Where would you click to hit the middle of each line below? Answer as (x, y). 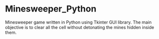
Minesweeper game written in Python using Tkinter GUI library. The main (78, 22)
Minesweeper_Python (51, 9)
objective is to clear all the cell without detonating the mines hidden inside (79, 27)
